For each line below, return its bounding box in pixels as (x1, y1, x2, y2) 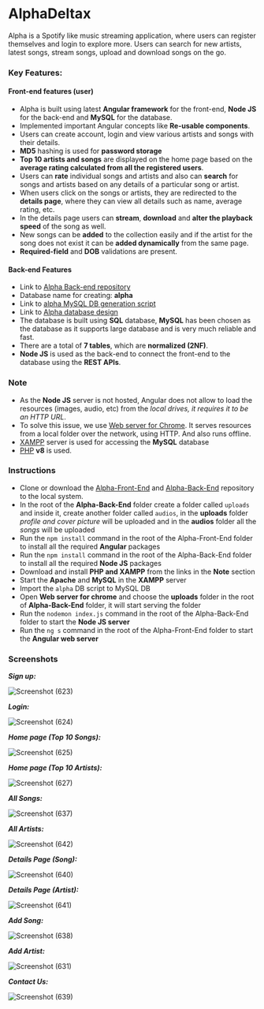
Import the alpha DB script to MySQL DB (19, 583, 151, 593)
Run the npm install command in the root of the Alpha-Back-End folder (19, 549, 252, 560)
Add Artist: (8, 947, 46, 956)
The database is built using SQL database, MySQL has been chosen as (19, 316, 251, 326)
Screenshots (8, 653, 58, 665)
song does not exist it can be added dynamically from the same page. (19, 238, 250, 248)
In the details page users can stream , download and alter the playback (19, 214, 254, 223)
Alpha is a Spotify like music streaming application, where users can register (8, 31, 256, 40)
